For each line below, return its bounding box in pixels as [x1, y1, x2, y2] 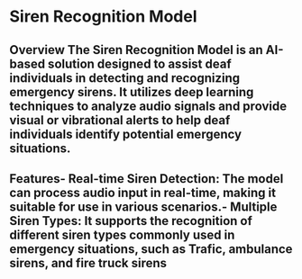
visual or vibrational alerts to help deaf [9, 112, 231, 128]
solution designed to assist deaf [48, 56, 232, 71]
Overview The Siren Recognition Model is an [9, 42, 263, 58]
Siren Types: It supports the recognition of [9, 213, 252, 229]
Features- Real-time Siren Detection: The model [9, 171, 284, 186]
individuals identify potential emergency [9, 126, 242, 141]
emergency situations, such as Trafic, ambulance [9, 241, 293, 256]
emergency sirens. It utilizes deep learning [9, 84, 254, 100]
